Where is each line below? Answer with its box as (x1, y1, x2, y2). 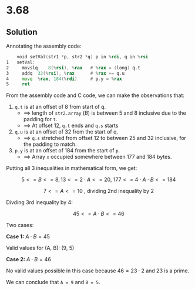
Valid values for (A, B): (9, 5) (6, 245, 75, 252)
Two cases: (6, 222, 34, 229)
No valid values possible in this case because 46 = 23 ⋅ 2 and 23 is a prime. (6, 267, 190, 274)
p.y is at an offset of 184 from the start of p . (14, 147, 120, 154)
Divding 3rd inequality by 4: (6, 199, 73, 206)
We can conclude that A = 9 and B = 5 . (6, 279, 100, 286)
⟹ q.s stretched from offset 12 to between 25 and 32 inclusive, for (23, 135, 187, 142)
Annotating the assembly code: (6, 42, 82, 49)
